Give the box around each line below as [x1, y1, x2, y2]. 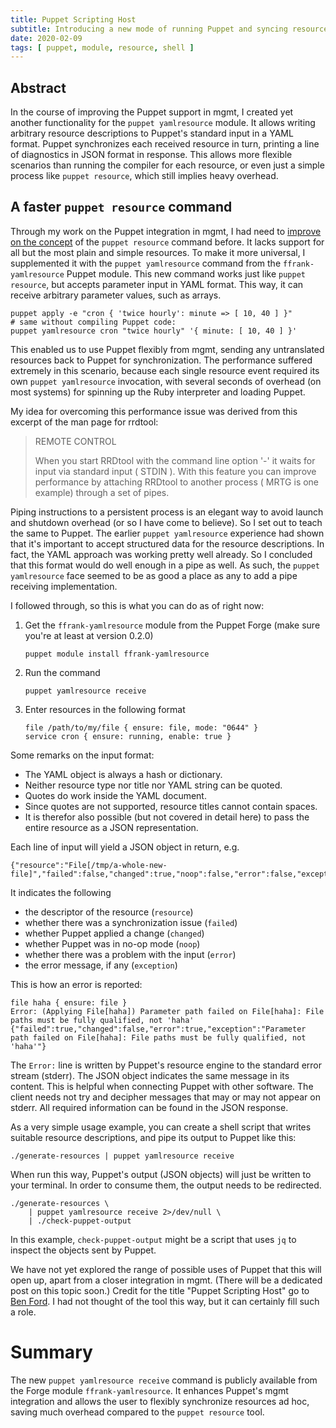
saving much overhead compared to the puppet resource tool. [10, 1406, 265, 1418]
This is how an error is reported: [10, 978, 143, 990]
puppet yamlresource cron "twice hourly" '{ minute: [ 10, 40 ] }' [10, 326, 298, 336]
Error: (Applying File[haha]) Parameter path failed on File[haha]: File [10, 1006, 325, 1016]
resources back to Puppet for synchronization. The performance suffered [10, 354, 313, 366]
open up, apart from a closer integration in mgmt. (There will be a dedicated [10, 1274, 323, 1286]
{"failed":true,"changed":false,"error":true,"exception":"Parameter [10, 1024, 307, 1034]
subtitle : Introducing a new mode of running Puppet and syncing [10, 24, 288, 34]
